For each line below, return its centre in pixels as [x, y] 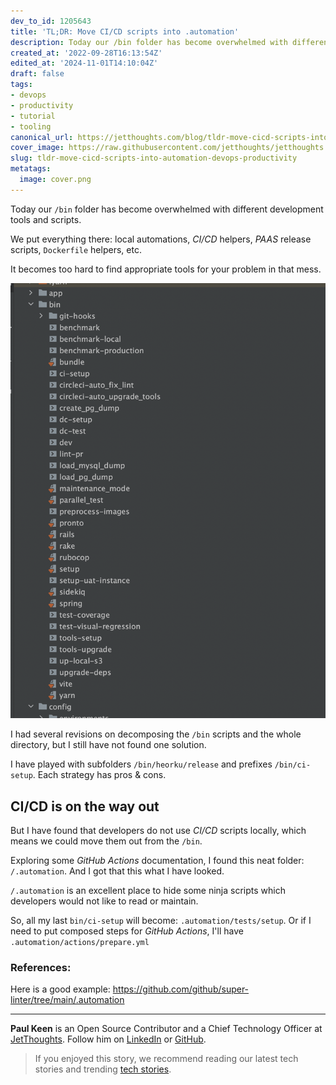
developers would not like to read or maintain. [104, 901]
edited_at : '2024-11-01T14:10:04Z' [84, 63]
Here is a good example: [60, 989]
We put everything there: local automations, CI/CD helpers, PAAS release [161, 239]
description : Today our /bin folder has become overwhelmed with [149, 42]
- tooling [31, 126]
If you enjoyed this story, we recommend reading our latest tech [166, 1059]
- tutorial [33, 116]
